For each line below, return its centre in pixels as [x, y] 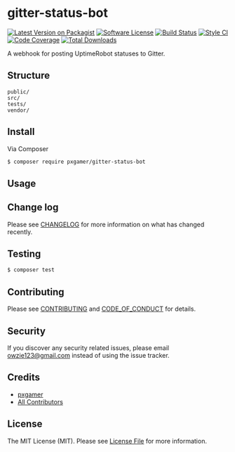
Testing [24, 254]
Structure [29, 76]
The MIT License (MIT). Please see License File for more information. [107, 441]
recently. [20, 232]
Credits [24, 377]
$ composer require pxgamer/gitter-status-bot [76, 162]
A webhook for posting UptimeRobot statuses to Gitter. [86, 53]
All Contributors [40, 401]
